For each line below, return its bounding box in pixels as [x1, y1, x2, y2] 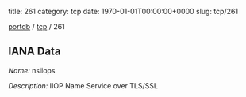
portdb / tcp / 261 [8, 22, 65, 31]
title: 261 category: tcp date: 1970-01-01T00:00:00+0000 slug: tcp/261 [8, 7, 239, 16]
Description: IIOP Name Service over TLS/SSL [8, 80, 159, 90]
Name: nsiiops [8, 65, 56, 75]
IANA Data [8, 45, 61, 58]
